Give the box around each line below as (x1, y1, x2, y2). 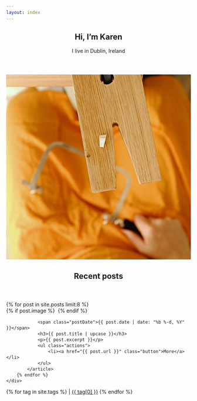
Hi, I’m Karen (74, 32, 123, 42)
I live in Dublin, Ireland (72, 48, 125, 55)
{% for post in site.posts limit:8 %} (6, 301, 89, 308)
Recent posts (74, 271, 123, 281)
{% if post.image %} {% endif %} (6, 307, 88, 314)
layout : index (6, 9, 41, 15)
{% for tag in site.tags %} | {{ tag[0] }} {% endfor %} (6, 388, 133, 395)
